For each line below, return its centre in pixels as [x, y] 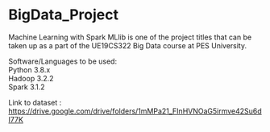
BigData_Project [64, 15]
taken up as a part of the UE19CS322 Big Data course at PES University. [128, 45]
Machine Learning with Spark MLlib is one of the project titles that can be [130, 37]
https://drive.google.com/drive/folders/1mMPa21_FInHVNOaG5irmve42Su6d [135, 111]
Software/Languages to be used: [63, 61]
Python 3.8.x [29, 69]
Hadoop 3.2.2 [31, 78]
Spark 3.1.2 [27, 87]
